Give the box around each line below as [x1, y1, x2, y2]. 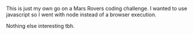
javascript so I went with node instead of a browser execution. [6, 11, 157, 18]
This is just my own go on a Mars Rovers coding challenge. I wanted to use [6, 5, 187, 12]
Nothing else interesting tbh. [6, 23, 75, 29]
